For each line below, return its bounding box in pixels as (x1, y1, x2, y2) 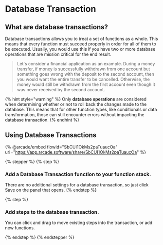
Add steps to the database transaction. (5, 209, 99, 216)
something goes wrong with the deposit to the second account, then (17, 71, 154, 77)
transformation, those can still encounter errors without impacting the (5, 112, 145, 118)
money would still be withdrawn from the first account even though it (17, 82, 156, 87)
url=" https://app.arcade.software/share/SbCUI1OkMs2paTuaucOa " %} (5, 149, 146, 155)
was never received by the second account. (17, 87, 105, 92)
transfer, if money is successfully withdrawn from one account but (17, 66, 150, 72)
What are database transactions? (5, 23, 109, 31)
